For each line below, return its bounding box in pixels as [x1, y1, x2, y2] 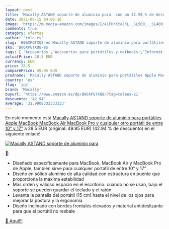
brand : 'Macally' [5, 87, 42, 92]
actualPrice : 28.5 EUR [5, 54, 53, 59]
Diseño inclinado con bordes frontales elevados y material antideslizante [12, 203, 163, 209]
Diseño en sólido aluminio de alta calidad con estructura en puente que [12, 171, 160, 177]
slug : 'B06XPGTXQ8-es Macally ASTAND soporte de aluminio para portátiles [5, 40, 165, 45]
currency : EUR [5, 59, 35, 64]
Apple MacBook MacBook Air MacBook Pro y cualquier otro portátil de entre [5, 120, 163, 126]
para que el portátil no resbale [12, 208, 75, 214]
